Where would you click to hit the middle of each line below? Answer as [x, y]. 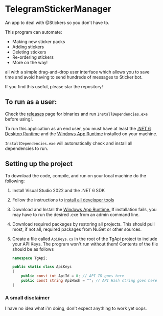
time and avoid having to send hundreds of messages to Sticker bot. [74, 77]
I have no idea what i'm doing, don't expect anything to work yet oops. [76, 308]
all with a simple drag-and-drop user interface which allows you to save [77, 72]
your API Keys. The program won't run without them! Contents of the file [85, 244]
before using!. [19, 119]
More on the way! [30, 62]
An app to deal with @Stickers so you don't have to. [57, 23]
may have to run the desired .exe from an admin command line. [76, 215]
